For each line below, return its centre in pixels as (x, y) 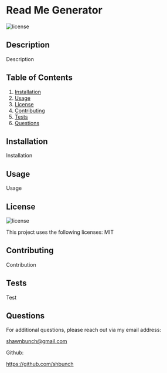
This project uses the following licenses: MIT (60, 232)
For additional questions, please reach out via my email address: (84, 330)
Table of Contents (40, 78)
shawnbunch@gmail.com (37, 341)
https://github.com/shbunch (40, 364)
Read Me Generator (54, 10)
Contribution (21, 264)
